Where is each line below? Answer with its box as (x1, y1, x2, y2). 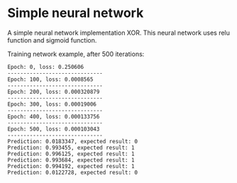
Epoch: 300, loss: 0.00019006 (7, 101, 97, 108)
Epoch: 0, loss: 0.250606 (7, 63, 84, 70)
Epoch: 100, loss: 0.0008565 (7, 76, 94, 83)
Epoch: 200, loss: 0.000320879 (7, 88, 100, 95)
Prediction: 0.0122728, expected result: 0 (7, 169, 138, 176)
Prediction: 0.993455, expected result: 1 (7, 144, 135, 151)
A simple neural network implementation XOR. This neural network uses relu (7, 28, 231, 37)
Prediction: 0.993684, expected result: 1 (7, 156, 135, 164)
